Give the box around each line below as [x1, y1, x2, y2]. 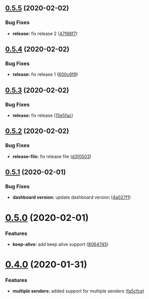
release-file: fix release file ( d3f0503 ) [12, 153, 92, 160]
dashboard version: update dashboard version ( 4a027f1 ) [12, 194, 131, 200]
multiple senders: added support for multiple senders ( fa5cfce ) [12, 288, 144, 294]
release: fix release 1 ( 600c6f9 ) [12, 71, 78, 77]
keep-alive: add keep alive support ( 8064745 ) [12, 241, 109, 247]
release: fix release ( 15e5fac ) [12, 112, 74, 118]
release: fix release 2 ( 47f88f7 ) [12, 30, 78, 37]
